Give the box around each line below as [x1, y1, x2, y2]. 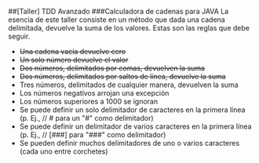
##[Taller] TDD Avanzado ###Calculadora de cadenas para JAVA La [8, 7, 229, 16]
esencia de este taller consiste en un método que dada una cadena [8, 15, 225, 24]
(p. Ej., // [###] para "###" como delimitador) [19, 130, 166, 139]
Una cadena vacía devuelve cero [19, 47, 126, 56]
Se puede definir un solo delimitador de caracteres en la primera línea [19, 105, 246, 114]
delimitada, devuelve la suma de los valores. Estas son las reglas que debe [8, 24, 250, 32]
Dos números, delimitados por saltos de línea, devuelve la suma [19, 72, 226, 81]
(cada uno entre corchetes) [19, 147, 108, 156]
